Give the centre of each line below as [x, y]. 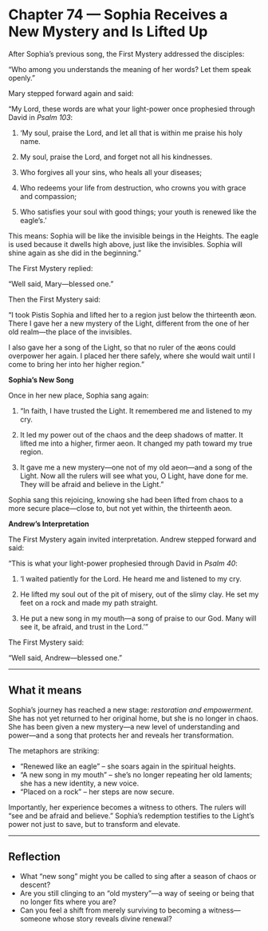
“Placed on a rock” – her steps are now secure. [97, 791]
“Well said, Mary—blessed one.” [61, 284]
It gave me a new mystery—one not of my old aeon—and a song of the [136, 467]
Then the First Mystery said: [55, 299]
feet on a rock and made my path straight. [89, 602]
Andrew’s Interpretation [49, 523]
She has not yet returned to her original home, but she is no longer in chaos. [133, 718]
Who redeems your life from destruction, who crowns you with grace [133, 188]
